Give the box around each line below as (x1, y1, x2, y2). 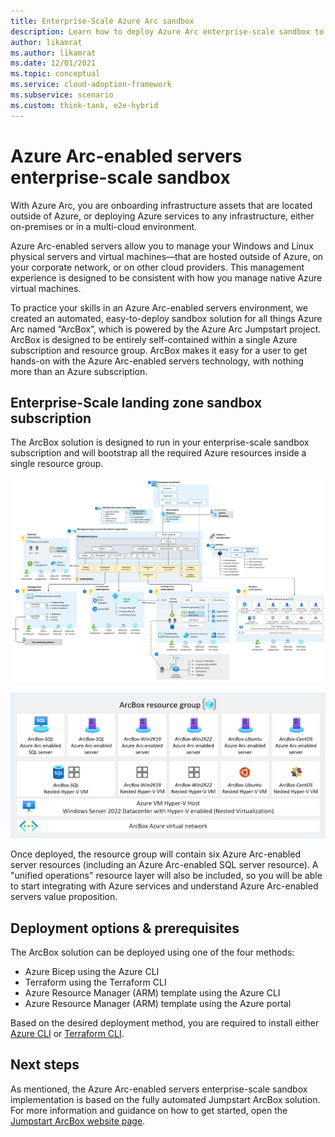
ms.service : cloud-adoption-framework (10, 80, 172, 90)
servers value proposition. (10, 891, 118, 903)
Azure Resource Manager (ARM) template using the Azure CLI (24, 987, 281, 999)
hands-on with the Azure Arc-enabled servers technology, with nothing (10, 355, 304, 367)
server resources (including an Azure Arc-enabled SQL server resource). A (10, 859, 319, 871)
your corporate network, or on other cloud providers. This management (10, 261, 305, 273)
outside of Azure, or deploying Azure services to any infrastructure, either (10, 210, 315, 222)
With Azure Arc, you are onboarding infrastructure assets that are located (10, 199, 313, 211)
